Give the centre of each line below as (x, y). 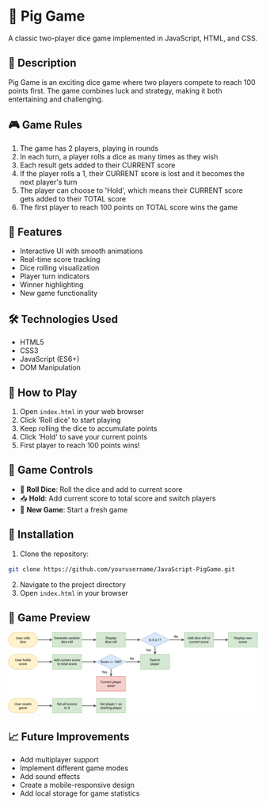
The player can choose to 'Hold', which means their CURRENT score (131, 190)
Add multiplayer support (59, 760)
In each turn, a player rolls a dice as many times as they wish (119, 156)
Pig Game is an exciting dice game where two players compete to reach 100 (132, 82)
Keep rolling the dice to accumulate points (88, 428)
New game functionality (59, 294)
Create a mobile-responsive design (77, 785)
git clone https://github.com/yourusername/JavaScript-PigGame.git (122, 569)
